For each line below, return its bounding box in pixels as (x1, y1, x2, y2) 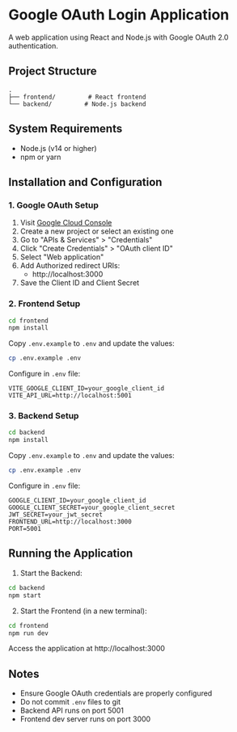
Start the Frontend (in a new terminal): (19, 606, 147, 616)
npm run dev (8, 629, 49, 637)
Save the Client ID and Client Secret (19, 278, 140, 288)
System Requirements (8, 122, 123, 136)
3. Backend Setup (8, 410, 79, 422)
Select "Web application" (19, 252, 104, 262)
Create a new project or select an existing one (19, 226, 174, 236)
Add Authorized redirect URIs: (19, 261, 121, 271)
